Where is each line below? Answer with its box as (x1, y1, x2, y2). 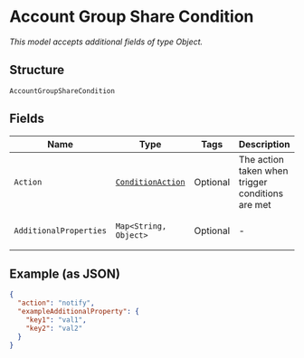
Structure (9, 62, 65, 78)
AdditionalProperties (14, 225, 107, 236)
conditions (238, 187, 283, 200)
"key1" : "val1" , (25, 316, 88, 325)
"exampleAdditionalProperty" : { (17, 307, 140, 316)
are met (238, 198, 271, 211)
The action (238, 153, 285, 165)
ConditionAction (115, 176, 185, 187)
